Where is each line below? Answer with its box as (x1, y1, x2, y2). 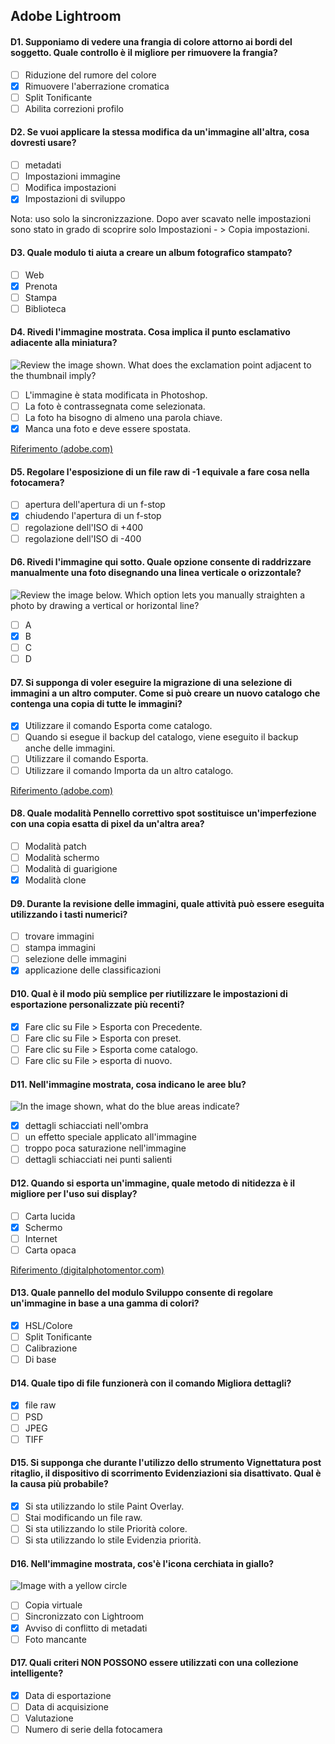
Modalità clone (24, 874, 87, 886)
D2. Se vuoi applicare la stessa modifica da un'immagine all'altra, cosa (10, 126, 310, 138)
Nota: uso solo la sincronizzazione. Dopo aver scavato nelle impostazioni (10, 213, 312, 225)
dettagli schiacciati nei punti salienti (24, 1154, 173, 1166)
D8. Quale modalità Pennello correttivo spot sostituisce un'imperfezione (10, 807, 317, 819)
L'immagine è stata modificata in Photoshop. (24, 389, 208, 401)
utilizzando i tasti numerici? (10, 908, 128, 920)
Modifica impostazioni (24, 182, 117, 194)
